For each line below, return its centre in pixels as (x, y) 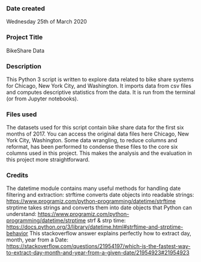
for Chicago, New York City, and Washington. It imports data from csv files (99, 85)
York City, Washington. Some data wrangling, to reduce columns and (92, 140)
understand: (21, 214)
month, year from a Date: (37, 240)
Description (24, 66)
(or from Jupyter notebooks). (42, 99)
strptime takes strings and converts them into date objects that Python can (99, 208)
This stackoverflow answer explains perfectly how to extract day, (110, 234)
